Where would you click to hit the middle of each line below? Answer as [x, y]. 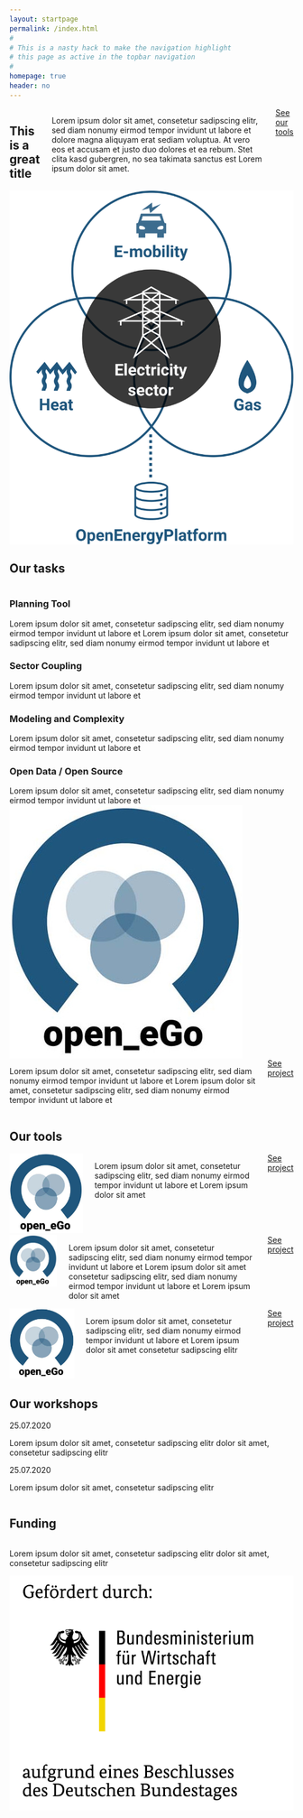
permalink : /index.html [54, 28]
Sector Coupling [46, 666]
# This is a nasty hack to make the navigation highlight [120, 48]
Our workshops [54, 1404]
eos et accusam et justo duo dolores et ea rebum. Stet [152, 149]
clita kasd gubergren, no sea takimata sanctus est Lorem [157, 159]
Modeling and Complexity [67, 719]
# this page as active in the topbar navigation [102, 57]
